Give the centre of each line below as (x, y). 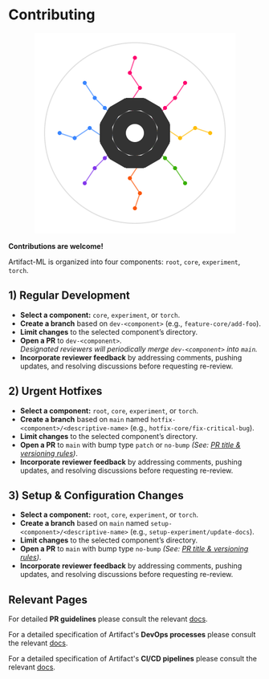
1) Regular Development (69, 296)
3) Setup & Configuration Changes (96, 495)
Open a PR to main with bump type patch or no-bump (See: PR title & (130, 445)
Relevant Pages (48, 600)
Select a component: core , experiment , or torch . (100, 315)
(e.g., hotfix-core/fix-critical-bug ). (192, 428)
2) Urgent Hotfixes (55, 391)
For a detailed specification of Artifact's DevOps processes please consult (132, 635)
